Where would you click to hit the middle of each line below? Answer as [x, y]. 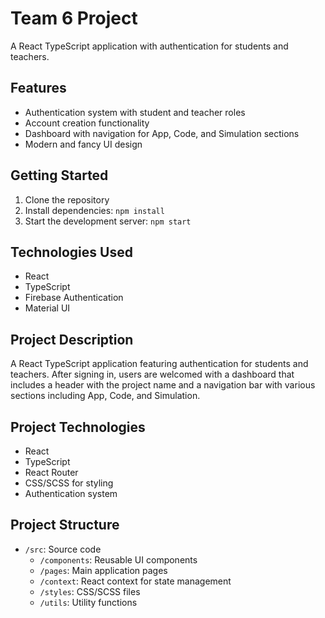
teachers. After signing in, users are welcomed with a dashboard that [152, 374]
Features [38, 88]
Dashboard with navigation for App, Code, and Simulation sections [162, 133]
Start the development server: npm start [108, 221]
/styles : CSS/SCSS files [90, 591]
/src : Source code [63, 549]
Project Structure [65, 525]
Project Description [72, 339]
